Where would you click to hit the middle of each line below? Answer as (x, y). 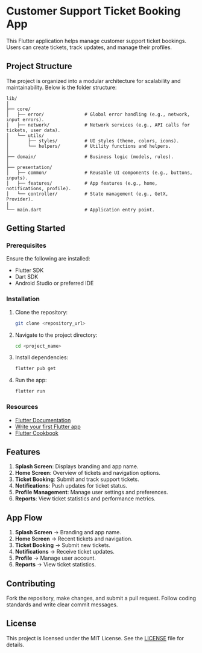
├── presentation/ (29, 167)
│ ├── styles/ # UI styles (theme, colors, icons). (93, 141)
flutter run (30, 391)
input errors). (25, 119)
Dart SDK (27, 277)
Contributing (31, 584)
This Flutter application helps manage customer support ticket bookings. (96, 41)
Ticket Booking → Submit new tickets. (62, 545)
